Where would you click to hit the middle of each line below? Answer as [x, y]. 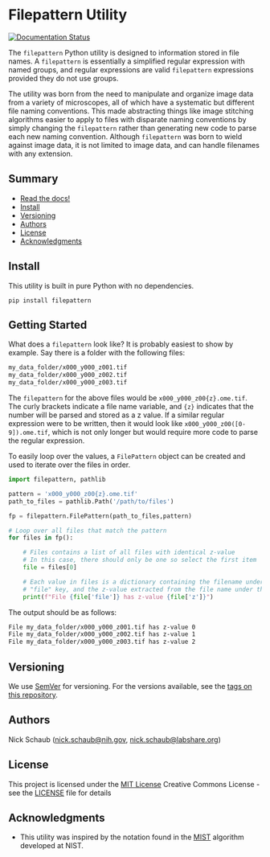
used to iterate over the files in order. [70, 465]
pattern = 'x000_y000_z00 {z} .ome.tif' [73, 494]
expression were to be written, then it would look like [96, 423]
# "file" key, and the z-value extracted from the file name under [138, 589]
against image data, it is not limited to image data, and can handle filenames [134, 145]
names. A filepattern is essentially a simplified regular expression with [127, 61]
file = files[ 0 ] [50, 568]
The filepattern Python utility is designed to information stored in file [124, 52]
